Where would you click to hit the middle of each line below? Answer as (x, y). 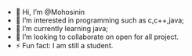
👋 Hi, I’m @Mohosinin (50, 12)
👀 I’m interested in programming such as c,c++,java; (100, 20)
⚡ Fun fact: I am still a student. (64, 45)
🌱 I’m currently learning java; (62, 28)
